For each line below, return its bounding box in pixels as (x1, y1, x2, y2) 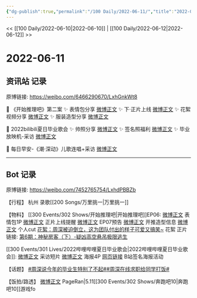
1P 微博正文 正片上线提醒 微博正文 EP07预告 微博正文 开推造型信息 (16, 219, 177, 226)
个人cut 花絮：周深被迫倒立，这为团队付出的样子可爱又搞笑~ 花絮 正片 (17, 226, 188, 233)
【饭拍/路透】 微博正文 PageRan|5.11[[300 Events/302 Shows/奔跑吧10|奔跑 (6, 278, 189, 285)
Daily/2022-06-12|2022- (123, 25, 184, 32)
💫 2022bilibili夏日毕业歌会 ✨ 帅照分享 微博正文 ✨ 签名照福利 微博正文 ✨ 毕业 (6, 125, 191, 132)
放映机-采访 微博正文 (6, 133, 57, 140)
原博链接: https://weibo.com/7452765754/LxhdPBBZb (6, 186, 136, 193)
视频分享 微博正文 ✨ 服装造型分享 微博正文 (6, 113, 109, 120)
